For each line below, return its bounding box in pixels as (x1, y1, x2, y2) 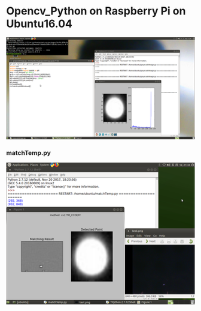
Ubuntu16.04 (6, 17, 73, 31)
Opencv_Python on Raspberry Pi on (6, 4, 186, 18)
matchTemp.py (6, 148, 51, 157)
